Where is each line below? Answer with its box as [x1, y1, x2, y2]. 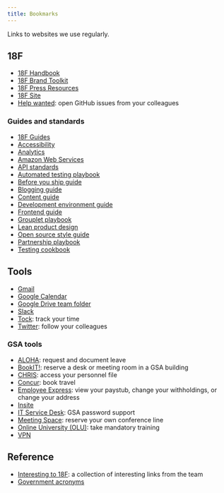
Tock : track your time [17, 314, 80, 323]
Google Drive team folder [17, 299, 92, 308]
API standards [17, 162, 59, 171]
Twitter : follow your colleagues [17, 322, 107, 331]
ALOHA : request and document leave [17, 355, 126, 364]
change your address [17, 393, 80, 401]
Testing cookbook [17, 245, 71, 254]
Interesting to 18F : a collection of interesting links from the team [17, 470, 204, 478]
